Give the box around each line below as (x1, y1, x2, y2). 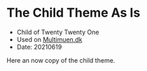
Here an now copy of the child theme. (6, 56, 115, 64)
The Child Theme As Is (6, 5, 141, 21)
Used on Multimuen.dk (16, 35, 83, 43)
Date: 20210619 (16, 42, 62, 51)
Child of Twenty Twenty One (16, 28, 99, 36)
